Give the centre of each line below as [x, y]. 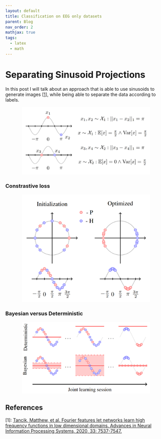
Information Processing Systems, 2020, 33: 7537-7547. [64, 431]
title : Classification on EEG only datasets [54, 16]
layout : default [23, 11]
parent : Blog [19, 22]
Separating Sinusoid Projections [75, 75]
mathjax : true [21, 33]
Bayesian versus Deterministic [44, 314]
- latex [18, 44]
